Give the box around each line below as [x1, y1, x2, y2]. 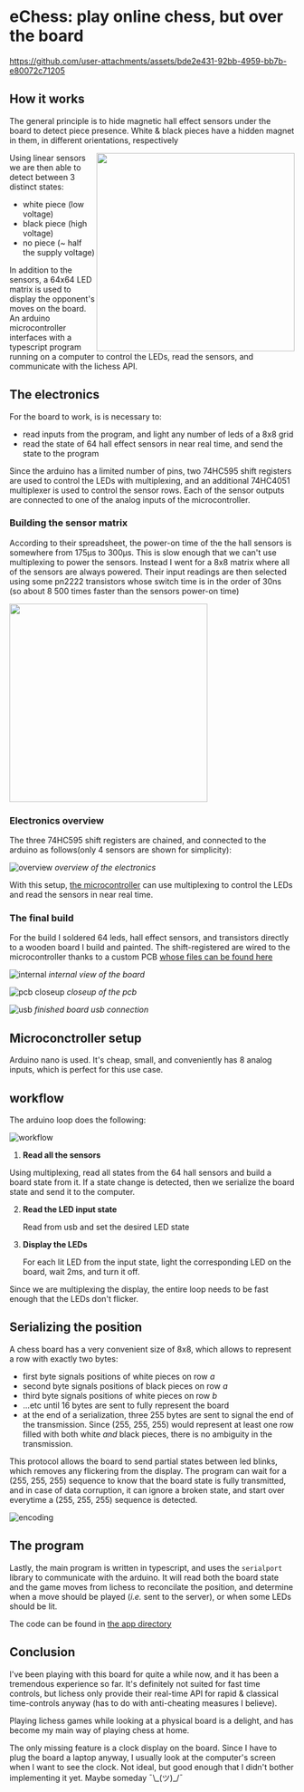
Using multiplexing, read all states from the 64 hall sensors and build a [9, 1167, 272, 1179]
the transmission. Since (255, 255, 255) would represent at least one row [22, 1419, 294, 1430]
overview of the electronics [53, 862, 157, 873]
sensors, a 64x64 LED [9, 274, 92, 284]
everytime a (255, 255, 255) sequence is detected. [9, 1494, 198, 1505]
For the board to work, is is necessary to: [9, 410, 163, 422]
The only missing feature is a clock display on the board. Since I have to [9, 1742, 278, 1753]
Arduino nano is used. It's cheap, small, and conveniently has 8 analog [9, 1055, 272, 1065]
